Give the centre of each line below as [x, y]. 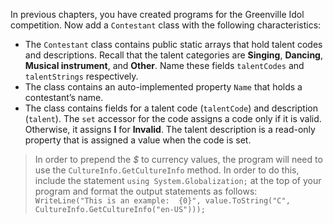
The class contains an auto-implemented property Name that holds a [163, 87]
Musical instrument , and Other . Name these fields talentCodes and [164, 65]
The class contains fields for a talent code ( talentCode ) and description [171, 108]
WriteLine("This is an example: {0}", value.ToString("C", [162, 201]
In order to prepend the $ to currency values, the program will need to [178, 159]
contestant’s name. [64, 97]
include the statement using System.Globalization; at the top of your [178, 180]
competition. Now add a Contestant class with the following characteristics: [166, 25]
